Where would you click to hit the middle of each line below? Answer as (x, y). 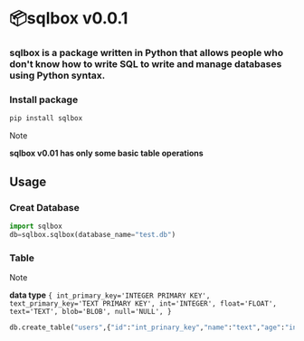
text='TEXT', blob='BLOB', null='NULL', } (90, 312)
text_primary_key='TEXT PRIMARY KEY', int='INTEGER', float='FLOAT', (143, 304)
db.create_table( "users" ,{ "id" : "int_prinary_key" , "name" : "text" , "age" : (147, 327)
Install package (44, 99)
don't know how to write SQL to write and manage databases (146, 64)
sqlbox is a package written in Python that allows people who (146, 53)
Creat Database (44, 207)
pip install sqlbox (46, 118)
